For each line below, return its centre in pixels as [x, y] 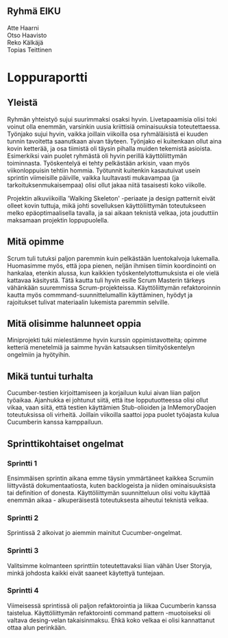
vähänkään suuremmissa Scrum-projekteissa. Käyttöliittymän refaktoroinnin [114, 287]
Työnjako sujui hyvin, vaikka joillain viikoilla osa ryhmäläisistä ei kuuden [107, 134]
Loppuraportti [47, 78]
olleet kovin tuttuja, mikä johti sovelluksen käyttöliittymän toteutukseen [107, 205]
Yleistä [22, 103]
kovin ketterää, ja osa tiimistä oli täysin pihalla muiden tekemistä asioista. [110, 148]
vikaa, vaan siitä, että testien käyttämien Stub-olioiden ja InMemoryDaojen [112, 407]
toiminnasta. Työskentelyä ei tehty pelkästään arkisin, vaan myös [99, 163]
